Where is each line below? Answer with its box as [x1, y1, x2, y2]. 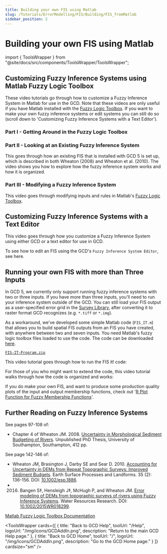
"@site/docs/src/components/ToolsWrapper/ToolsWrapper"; [5, 60, 129, 66]
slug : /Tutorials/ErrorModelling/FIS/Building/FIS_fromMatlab [5, 12, 137, 17]
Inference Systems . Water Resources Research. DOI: [19, 498, 128, 504]
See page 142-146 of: [5, 452, 50, 458]
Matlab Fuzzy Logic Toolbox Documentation [5, 513, 95, 519]
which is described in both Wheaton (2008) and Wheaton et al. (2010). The [5, 158, 159, 164]
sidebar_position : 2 [5, 16, 48, 21]
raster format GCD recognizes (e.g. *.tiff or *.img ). [5, 310, 113, 316]
